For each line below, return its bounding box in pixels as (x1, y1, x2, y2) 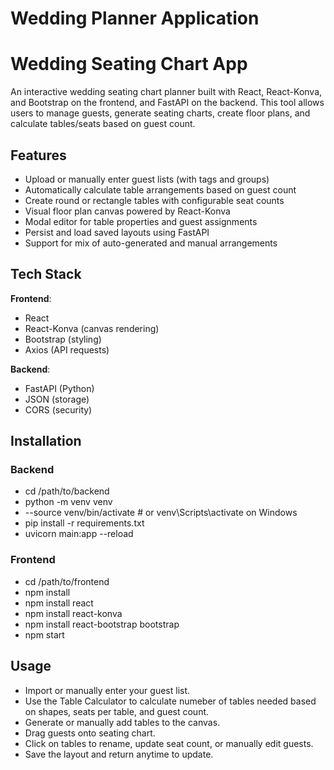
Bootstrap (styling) (24, 333, 102, 345)
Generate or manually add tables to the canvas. (24, 716, 221, 728)
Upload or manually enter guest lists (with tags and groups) (24, 173, 270, 185)
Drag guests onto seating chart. (24, 727, 156, 739)
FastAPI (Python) (24, 382, 95, 394)
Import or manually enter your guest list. (24, 684, 191, 696)
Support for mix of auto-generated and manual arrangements (24, 237, 278, 249)
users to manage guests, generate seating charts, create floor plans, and (10, 107, 311, 119)
